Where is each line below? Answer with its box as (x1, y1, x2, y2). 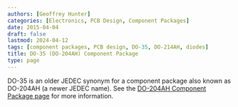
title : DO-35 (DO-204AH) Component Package (7, 51, 139, 58)
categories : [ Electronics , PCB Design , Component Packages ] (7, 17, 190, 24)
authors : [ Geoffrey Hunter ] (7, 10, 91, 18)
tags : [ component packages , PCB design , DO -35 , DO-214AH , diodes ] (7, 44, 209, 51)
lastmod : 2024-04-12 (7, 37, 69, 44)
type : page (7, 57, 40, 64)
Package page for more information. (7, 91, 114, 100)
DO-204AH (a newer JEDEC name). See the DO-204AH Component (7, 83, 207, 93)
